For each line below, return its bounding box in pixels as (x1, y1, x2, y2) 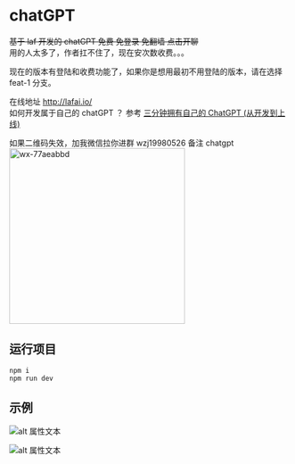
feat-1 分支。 (9, 77, 56, 87)
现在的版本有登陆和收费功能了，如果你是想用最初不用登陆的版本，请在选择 (9, 66, 283, 77)
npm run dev (9, 374, 53, 383)
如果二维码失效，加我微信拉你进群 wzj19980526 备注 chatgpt (9, 137, 234, 148)
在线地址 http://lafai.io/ (9, 95, 93, 107)
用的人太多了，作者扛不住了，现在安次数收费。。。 (9, 46, 189, 58)
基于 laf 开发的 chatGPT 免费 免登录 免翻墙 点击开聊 (9, 36, 199, 46)
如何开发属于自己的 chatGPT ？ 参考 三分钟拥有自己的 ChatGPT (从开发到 (9, 107, 278, 118)
